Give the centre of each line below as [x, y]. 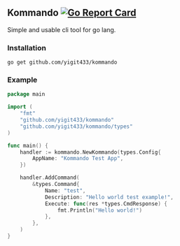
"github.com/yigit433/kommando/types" [76, 126]
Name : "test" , [65, 190]
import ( [20, 107]
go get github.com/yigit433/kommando [62, 63]
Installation [27, 48]
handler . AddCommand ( [50, 178]
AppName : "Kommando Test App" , [78, 159]
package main [26, 94]
